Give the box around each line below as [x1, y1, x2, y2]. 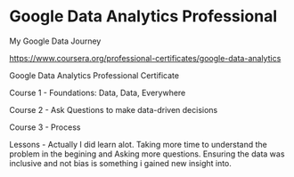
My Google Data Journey [9, 36, 102, 46]
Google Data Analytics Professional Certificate [9, 69, 180, 81]
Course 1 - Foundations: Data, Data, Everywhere [9, 87, 186, 98]
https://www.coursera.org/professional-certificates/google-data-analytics [9, 52, 282, 63]
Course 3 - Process [9, 122, 81, 133]
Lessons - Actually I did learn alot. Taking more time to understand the [9, 139, 267, 149]
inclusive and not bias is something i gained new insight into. [9, 157, 232, 168]
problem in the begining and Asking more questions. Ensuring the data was [9, 149, 285, 159]
